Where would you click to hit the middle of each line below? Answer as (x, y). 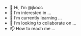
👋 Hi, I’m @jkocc (26, 8)
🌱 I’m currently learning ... (36, 18)
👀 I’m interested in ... (30, 13)
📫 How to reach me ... (32, 28)
